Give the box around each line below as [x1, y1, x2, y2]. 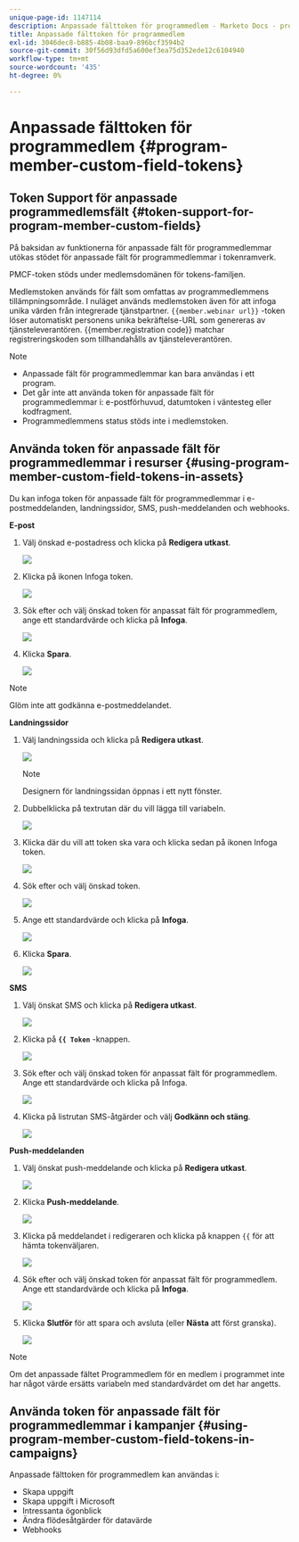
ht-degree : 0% [9, 71, 62, 80]
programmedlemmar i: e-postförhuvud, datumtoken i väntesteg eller [21, 396, 272, 407]
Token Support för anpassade [9, 191, 178, 206]
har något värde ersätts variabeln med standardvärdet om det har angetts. [9, 1378, 281, 1389]
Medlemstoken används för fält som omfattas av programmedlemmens [9, 286, 270, 297]
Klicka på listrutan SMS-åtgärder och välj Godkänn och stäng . [21, 1111, 251, 1122]
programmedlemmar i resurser [9, 456, 183, 471]
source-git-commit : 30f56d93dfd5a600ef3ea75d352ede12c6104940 [9, 46, 245, 55]
